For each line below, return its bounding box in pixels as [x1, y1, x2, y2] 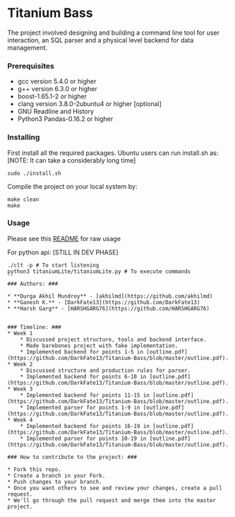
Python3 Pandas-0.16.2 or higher [17, 115, 114, 123]
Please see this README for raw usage [7, 234, 121, 243]
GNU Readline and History [17, 108, 94, 116]
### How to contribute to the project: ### [7, 453, 138, 460]
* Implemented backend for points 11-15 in [20, 391, 150, 399]
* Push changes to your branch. [7, 478, 102, 485]
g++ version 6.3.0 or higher [17, 85, 97, 93]
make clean [7, 196, 40, 203]
